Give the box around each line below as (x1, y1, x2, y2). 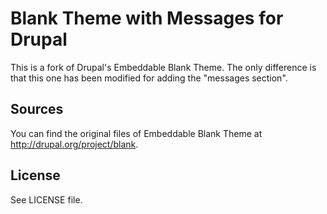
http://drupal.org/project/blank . (10, 138, 139, 150)
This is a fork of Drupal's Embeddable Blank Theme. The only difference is (10, 61, 317, 73)
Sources (10, 101, 64, 118)
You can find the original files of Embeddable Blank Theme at (10, 127, 263, 139)
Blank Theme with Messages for (10, 7, 284, 30)
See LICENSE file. (10, 193, 83, 206)
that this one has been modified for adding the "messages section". (10, 72, 288, 84)
